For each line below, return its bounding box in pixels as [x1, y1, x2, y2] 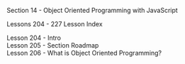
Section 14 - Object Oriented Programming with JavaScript [6, 6, 178, 14]
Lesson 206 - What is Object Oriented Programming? [6, 49, 162, 57]
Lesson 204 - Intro [6, 33, 62, 42]
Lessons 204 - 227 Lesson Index [6, 20, 103, 28]
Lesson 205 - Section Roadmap [6, 41, 99, 49]
